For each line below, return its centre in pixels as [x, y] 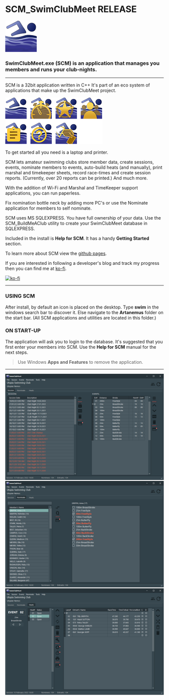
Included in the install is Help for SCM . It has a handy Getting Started [77, 238]
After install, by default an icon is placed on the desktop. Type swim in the [82, 307]
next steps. [17, 352]
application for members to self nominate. [49, 208]
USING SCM [20, 296]
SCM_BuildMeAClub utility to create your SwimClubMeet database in [76, 223]
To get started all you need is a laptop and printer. [57, 152]
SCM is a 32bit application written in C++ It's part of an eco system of [78, 85]
